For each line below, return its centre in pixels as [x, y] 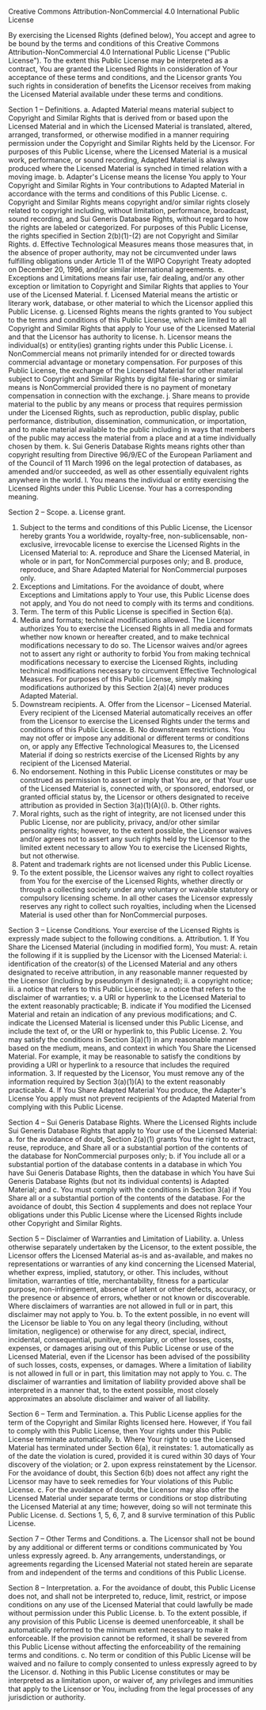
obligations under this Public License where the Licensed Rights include [125, 1215]
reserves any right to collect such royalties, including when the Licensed [138, 906]
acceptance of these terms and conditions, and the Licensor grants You [125, 77]
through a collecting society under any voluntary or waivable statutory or [139, 889]
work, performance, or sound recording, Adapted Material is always [119, 160]
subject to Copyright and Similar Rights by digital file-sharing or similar [123, 379]
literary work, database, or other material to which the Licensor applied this [131, 303]
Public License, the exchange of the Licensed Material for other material [126, 370]
